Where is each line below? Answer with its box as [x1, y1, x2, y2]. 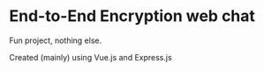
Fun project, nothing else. [9, 35, 102, 46]
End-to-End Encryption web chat [9, 6, 256, 26]
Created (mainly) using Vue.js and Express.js [9, 52, 172, 62]
